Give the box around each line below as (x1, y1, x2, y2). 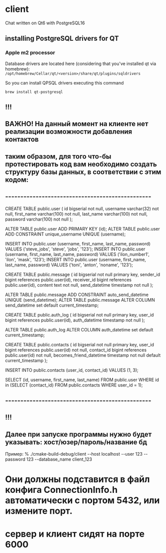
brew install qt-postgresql (5, 89, 63, 94)
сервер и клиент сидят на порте (5, 528, 145, 540)
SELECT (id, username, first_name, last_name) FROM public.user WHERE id (5, 377, 160, 383)
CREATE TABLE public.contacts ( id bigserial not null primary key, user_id (5, 341, 155, 347)
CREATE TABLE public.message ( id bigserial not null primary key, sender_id (5, 271, 160, 277)
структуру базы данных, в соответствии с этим (5, 167, 162, 176)
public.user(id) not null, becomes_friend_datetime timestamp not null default (5, 352, 161, 358)
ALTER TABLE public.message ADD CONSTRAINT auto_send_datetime (5, 292, 149, 298)
